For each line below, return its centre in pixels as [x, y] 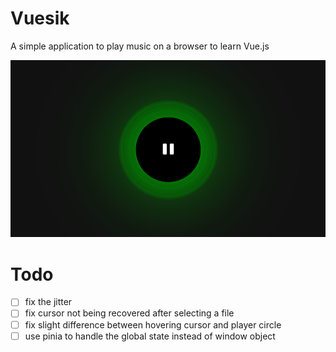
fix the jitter [48, 302]
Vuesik [40, 18]
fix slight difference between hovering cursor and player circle [153, 324]
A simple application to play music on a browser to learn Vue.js [140, 46]
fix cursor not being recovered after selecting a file [129, 313]
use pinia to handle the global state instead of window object [150, 336]
